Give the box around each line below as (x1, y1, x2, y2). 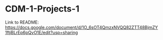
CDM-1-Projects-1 (5, 3, 80, 14)
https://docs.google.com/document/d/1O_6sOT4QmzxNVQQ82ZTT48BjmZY (5, 24, 158, 30)
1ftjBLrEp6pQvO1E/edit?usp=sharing (5, 29, 78, 35)
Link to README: (5, 19, 39, 25)
